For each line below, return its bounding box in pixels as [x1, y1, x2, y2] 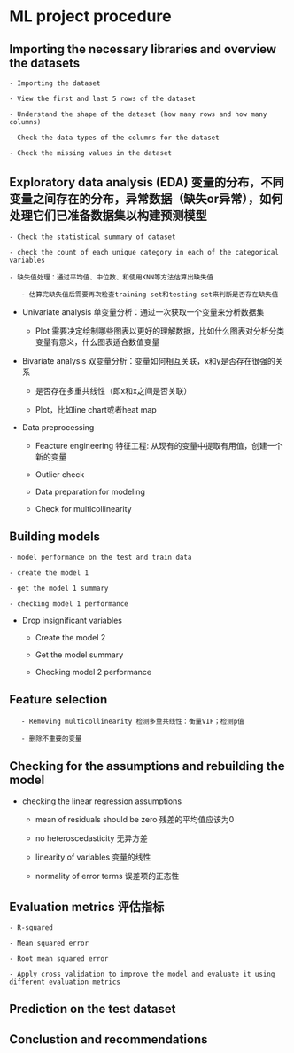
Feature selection [9, 692, 108, 707]
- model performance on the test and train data [9, 553, 192, 562]
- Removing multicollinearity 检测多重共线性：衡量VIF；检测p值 [20, 717, 245, 727]
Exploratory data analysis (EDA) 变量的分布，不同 [9, 175, 285, 190]
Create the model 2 [35, 632, 106, 642]
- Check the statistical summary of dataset [9, 232, 176, 241]
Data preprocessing [21, 421, 95, 432]
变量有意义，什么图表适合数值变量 [35, 336, 160, 347]
